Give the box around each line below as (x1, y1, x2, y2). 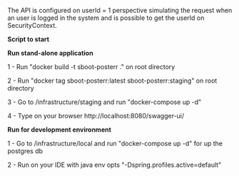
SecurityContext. (7, 21, 57, 29)
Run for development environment (7, 125, 112, 134)
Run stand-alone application (7, 49, 94, 57)
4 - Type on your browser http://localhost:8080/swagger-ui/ (7, 112, 185, 120)
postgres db (7, 147, 44, 155)
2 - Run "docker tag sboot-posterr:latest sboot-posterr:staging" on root (7, 76, 218, 85)
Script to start (7, 35, 50, 43)
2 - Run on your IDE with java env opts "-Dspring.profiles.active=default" (7, 160, 222, 169)
